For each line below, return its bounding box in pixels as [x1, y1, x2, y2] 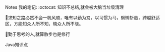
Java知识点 [5, 42, 28, 48]
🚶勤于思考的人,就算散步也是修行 [5, 31, 70, 37]
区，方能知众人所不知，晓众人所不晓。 [5, 21, 83, 26]
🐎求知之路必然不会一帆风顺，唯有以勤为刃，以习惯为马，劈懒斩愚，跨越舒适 [5, 15, 160, 21]
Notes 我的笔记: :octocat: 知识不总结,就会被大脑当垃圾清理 [5, 4, 124, 10]
